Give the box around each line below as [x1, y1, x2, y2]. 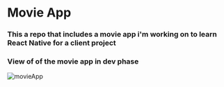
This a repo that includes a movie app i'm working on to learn [7, 30, 217, 39]
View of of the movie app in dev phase [7, 57, 139, 66]
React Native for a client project [7, 38, 116, 48]
